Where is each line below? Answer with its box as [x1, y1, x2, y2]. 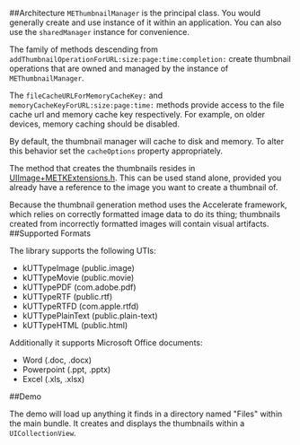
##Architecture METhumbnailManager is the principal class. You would [9, 8, 260, 18]
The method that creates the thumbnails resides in [9, 163, 196, 173]
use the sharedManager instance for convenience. [9, 27, 190, 37]
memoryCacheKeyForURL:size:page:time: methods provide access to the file [9, 100, 285, 110]
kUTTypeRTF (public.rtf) [22, 292, 113, 301]
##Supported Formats [9, 228, 92, 239]
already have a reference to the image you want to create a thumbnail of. [9, 182, 278, 192]
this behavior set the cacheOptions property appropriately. [9, 145, 223, 156]
